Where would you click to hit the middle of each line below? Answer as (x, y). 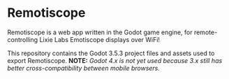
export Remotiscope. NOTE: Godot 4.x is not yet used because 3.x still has (115, 60)
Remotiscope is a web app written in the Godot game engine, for (100, 32)
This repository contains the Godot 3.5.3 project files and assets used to (111, 53)
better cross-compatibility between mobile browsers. (84, 68)
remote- (206, 32)
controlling (23, 39)
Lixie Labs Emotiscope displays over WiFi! (100, 39)
